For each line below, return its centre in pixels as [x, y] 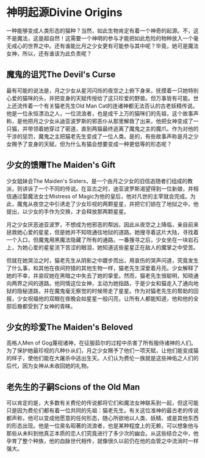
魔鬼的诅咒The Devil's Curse [61, 75]
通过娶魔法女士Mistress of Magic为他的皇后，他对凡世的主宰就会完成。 [101, 196]
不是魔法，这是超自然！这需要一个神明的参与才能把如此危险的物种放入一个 [100, 38]
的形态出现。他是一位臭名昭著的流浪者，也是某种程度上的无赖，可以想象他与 [103, 426]
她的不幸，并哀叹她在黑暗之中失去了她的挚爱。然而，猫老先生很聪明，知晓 [100, 275]
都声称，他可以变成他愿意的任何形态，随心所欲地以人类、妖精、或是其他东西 [103, 418]
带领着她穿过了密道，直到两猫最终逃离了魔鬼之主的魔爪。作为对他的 [113, 128]
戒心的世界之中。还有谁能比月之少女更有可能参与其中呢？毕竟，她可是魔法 [105, 46]
